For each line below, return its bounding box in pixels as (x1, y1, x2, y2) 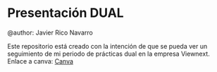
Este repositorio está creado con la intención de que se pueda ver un (7, 42, 208, 50)
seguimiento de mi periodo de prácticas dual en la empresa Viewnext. (7, 49, 210, 58)
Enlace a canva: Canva (7, 56, 74, 65)
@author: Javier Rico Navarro (7, 28, 93, 37)
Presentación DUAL (7, 5, 125, 21)
